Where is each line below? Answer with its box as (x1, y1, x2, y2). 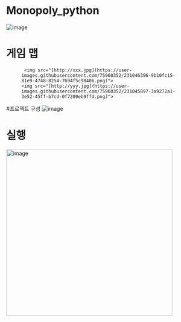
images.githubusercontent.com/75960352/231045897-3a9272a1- (21, 88, 176, 94)
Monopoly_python (6, 4, 100, 18)
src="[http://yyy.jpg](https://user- (34, 83, 130, 89)
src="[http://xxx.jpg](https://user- (37, 67, 133, 73)
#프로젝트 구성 (6, 105, 41, 112)
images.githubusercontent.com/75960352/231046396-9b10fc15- (21, 72, 176, 79)
